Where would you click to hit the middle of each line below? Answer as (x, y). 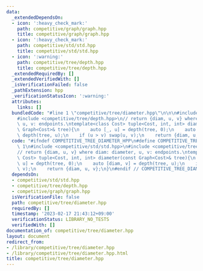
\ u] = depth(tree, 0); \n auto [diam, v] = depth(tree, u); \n (101, 164)
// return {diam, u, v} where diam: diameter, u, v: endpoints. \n (102, 152)
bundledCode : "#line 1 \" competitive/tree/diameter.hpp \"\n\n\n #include (105, 113)
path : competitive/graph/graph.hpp (62, 29)
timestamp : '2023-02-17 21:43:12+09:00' (63, 214)
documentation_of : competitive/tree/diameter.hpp (70, 231)
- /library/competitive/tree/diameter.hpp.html (67, 253)
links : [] (30, 107)
